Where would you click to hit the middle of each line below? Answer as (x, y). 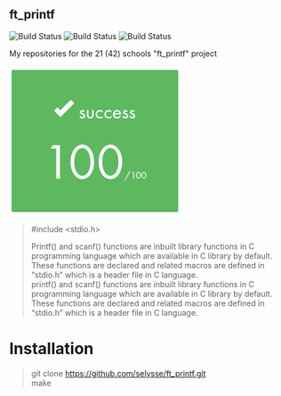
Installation (52, 349)
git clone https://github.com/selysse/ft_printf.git (118, 373)
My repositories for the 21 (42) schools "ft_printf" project (113, 54)
